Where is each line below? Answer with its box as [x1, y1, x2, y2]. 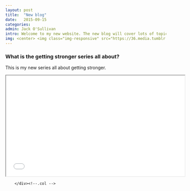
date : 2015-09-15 [5, 17, 47, 22]
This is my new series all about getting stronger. [5, 65, 106, 71]
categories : [5, 22, 31, 27]
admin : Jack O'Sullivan [5, 27, 56, 32]
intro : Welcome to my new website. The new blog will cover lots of [5, 31, 154, 36]
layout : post [5, 7, 33, 13]
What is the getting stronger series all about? [5, 53, 120, 60]
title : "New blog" [5, 12, 47, 17]
